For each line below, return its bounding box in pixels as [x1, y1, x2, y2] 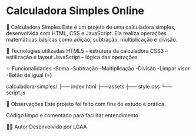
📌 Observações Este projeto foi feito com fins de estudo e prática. [6, 100, 166, 107]
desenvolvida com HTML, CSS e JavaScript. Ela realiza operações [6, 29, 167, 36]
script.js [6, 89, 26, 96]
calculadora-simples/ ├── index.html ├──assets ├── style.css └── [6, 83, 172, 90]
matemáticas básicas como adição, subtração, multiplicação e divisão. [6, 36, 178, 43]
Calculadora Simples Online [6, 4, 145, 18]
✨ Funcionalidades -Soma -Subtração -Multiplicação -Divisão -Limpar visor [6, 64, 190, 72]
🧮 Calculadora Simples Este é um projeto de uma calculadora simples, [6, 23, 176, 30]
